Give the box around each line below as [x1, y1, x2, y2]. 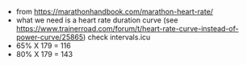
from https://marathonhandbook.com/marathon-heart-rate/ [15, 7, 214, 16]
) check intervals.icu [83, 32, 151, 42]
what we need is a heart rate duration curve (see [15, 15, 178, 25]
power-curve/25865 [15, 32, 84, 42]
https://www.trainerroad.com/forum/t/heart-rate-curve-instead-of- [15, 24, 240, 33]
